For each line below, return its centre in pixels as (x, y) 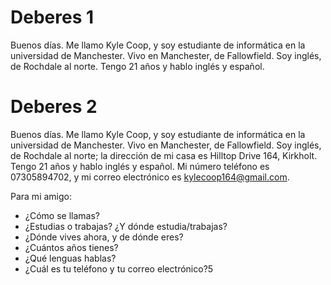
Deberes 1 (52, 17)
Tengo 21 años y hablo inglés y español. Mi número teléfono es (140, 166)
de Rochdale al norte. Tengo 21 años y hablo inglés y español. (137, 66)
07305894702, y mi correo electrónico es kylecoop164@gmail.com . (150, 177)
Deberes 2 (54, 107)
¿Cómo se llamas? (62, 215)
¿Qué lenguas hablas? (70, 258)
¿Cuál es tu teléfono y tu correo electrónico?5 (119, 268)
